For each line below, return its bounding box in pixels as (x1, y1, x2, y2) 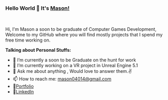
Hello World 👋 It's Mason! (5, 5, 70, 12)
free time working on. (5, 37, 51, 43)
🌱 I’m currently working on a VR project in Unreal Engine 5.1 (12, 63, 138, 69)
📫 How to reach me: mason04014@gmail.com (12, 76, 112, 82)
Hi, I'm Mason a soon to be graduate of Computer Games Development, (5, 26, 157, 32)
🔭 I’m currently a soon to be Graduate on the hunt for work (12, 57, 136, 63)
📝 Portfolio (12, 83, 34, 89)
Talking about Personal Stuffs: (5, 47, 71, 53)
